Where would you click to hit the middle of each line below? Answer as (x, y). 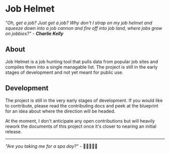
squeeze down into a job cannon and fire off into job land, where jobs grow (84, 28)
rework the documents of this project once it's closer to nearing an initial (81, 126)
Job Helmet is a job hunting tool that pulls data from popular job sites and (82, 62)
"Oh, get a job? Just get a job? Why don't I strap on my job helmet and (79, 23)
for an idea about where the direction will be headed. (60, 111)
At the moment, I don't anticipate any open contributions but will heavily (80, 121)
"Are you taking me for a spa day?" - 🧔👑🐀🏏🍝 (51, 146)
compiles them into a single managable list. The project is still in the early (81, 67)
